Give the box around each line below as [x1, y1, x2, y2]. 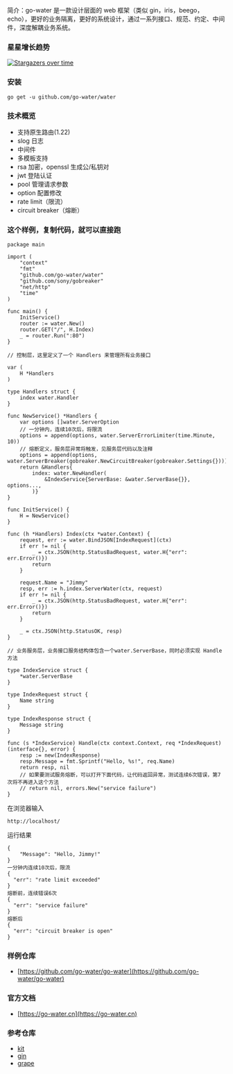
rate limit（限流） [17, 197, 67, 205]
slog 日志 [17, 136, 44, 144]
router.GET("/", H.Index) [19, 326, 95, 333]
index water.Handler [19, 394, 79, 401]
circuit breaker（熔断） [17, 205, 83, 214]
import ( [7, 253, 33, 260]
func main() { [7, 308, 49, 315]
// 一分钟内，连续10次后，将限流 [19, 426, 103, 433]
